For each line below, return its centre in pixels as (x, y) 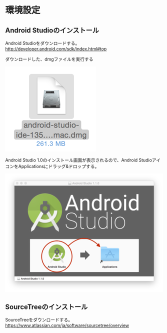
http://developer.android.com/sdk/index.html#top (56, 49)
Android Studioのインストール (52, 30)
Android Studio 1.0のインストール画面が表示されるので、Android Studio (79, 160)
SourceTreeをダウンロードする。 (39, 320)
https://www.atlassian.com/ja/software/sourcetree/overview (67, 325)
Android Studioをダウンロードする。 (42, 43)
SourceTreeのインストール (46, 307)
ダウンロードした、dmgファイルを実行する (49, 59)
